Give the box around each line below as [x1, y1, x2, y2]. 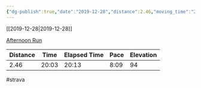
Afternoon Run [6, 36, 42, 43]
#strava [6, 76, 25, 83]
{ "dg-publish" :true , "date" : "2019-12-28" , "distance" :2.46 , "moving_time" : [6, 8, 191, 15]
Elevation [129, 51, 157, 59]
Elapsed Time [63, 51, 104, 59]
